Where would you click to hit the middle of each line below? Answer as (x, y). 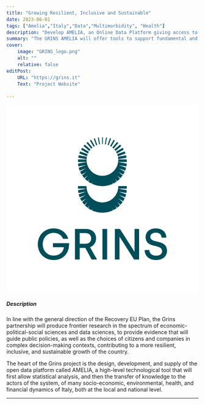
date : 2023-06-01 (28, 19)
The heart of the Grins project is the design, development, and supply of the (102, 363)
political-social (25, 332)
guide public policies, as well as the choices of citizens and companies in (98, 339)
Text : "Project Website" (49, 84)
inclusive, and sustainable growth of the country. (68, 352)
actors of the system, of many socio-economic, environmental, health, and (100, 383)
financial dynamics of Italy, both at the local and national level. (85, 390)
